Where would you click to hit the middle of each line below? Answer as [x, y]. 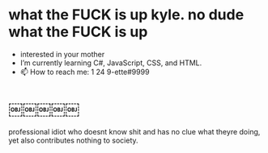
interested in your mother [62, 54]
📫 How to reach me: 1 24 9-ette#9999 [85, 72]
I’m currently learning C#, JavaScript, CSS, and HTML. [111, 63]
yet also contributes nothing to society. [74, 140]
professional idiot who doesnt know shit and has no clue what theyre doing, [134, 131]
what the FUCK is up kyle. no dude [126, 15]
